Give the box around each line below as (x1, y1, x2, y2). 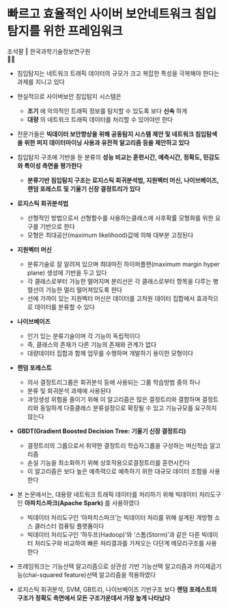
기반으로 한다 (40, 222, 75, 230)
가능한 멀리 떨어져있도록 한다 (45, 286, 123, 294)
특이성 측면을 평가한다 (23, 162, 83, 170)
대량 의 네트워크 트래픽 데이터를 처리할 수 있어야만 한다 (27, 115, 173, 123)
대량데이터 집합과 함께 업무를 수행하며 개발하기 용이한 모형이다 (27, 349, 193, 357)
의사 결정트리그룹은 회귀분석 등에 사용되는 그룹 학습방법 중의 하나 (27, 378, 201, 386)
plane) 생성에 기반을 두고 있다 (27, 268, 107, 277)
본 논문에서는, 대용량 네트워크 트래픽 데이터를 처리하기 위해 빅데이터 (16, 490, 198, 498)
